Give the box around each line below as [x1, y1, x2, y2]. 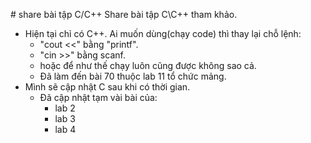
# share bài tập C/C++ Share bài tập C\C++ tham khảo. [10, 9, 238, 20]
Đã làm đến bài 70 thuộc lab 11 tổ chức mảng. [39, 70, 227, 82]
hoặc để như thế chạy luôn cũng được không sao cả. [39, 60, 257, 71]
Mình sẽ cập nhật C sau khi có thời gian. [24, 81, 191, 93]
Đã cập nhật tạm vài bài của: [39, 92, 158, 103]
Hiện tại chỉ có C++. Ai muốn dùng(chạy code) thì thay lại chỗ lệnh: [24, 28, 302, 39]
